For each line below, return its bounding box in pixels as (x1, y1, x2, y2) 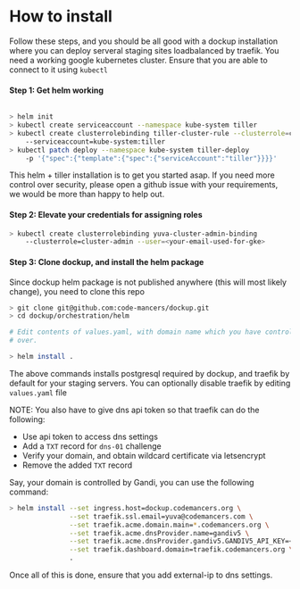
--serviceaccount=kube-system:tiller (25, 137, 166, 146)
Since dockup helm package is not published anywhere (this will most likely (9, 277, 287, 287)
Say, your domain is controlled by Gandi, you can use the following (9, 477, 254, 487)
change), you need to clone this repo (9, 286, 146, 296)
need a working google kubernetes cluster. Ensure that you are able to (9, 54, 268, 65)
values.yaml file (9, 386, 67, 398)
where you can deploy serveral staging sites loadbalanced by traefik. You (9, 45, 279, 55)
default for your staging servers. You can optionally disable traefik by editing (9, 377, 291, 388)
